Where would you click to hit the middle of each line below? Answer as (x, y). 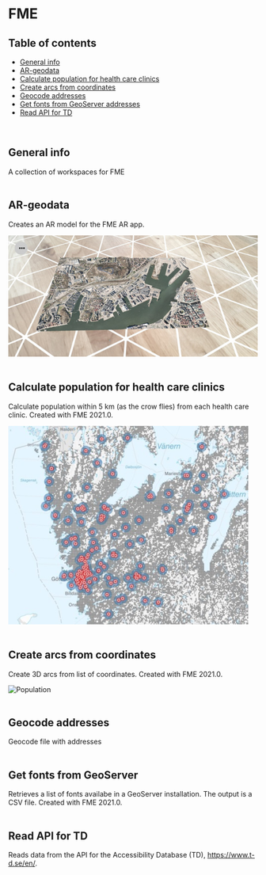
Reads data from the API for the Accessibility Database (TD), (107, 855)
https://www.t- (231, 855)
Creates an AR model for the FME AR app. (76, 224)
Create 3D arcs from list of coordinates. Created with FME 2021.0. (116, 674)
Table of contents (52, 43)
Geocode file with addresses (55, 742)
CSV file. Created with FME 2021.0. (65, 803)
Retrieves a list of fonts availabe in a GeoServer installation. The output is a (130, 794)
